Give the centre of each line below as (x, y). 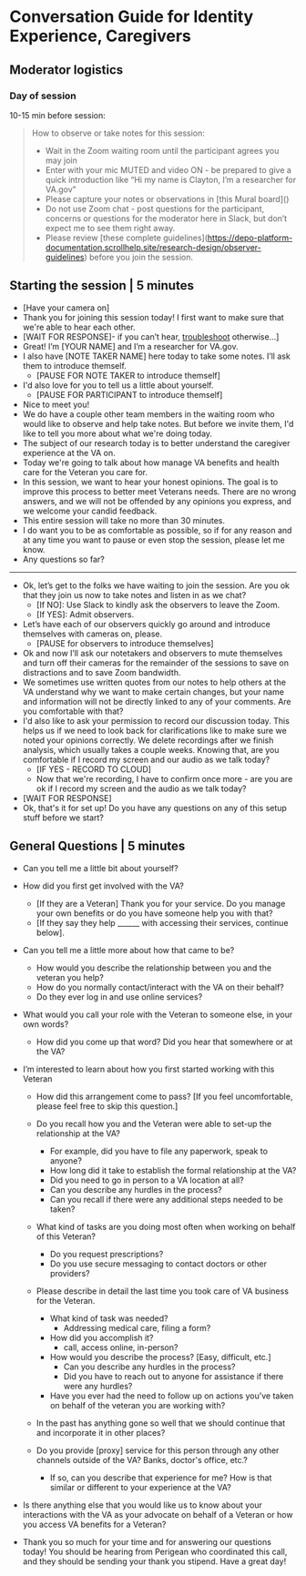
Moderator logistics (66, 70)
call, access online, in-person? (121, 1347)
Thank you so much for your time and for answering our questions (147, 1541)
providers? (70, 1273)
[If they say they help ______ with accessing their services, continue (162, 922)
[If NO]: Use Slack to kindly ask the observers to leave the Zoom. (158, 605)
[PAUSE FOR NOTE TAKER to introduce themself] (128, 375)
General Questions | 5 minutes (97, 846)
